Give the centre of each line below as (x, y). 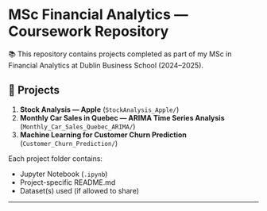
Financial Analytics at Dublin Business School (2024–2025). (106, 65)
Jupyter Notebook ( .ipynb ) (64, 174)
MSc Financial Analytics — (98, 15)
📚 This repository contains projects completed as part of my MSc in (120, 54)
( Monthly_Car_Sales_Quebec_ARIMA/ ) (77, 126)
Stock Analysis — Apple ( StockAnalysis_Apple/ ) (99, 109)
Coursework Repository (89, 31)
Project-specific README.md (68, 182)
